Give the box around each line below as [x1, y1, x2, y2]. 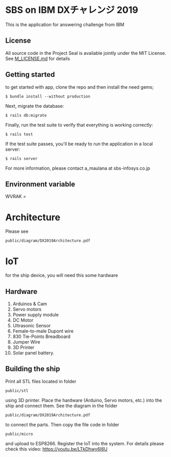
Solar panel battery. [12, 350, 55, 356]
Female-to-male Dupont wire [12, 328, 74, 334]
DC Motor [12, 317, 34, 323]
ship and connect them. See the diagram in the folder [5, 403, 118, 409]
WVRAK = [5, 193, 27, 200]
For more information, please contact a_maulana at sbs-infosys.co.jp [5, 165, 150, 171]
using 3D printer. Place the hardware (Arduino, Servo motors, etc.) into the [5, 397, 162, 403]
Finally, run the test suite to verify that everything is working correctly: [5, 122, 154, 128]
